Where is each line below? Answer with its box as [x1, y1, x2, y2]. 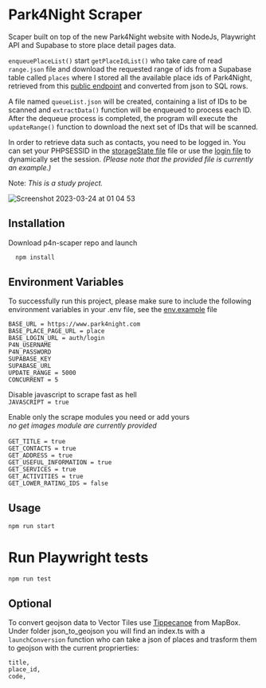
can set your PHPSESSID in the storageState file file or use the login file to [8, 146, 252, 155]
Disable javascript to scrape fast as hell [8, 390, 137, 400]
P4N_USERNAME [8, 341, 52, 350]
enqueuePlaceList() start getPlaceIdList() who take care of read [8, 56, 223, 65]
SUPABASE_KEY [8, 355, 52, 363]
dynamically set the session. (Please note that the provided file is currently [8, 154, 253, 164]
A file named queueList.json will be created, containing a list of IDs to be [8, 96, 248, 106]
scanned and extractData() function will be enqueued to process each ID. [8, 105, 252, 115]
